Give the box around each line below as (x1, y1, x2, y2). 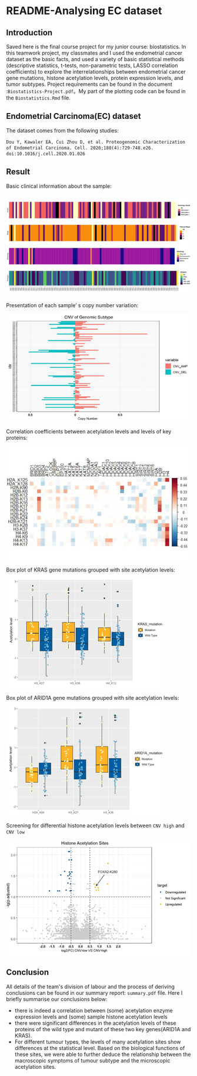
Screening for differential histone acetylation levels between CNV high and (6, 822, 185, 829)
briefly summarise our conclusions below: (6, 995, 108, 1002)
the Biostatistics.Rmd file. (6, 94, 71, 101)
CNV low (6, 829, 25, 835)
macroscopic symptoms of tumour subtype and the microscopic (14, 1057, 171, 1064)
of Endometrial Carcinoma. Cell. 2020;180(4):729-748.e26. (6, 145, 154, 151)
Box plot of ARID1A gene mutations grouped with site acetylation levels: (6, 694, 179, 701)
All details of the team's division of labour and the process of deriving (6, 983, 175, 990)
